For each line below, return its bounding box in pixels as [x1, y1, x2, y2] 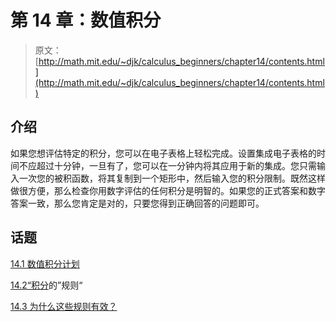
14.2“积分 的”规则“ [10, 279, 83, 291]
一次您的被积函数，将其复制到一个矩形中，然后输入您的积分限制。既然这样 [18, 172, 326, 184]
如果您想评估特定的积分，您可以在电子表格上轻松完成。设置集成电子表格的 [10, 147, 317, 159]
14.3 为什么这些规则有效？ [10, 300, 118, 312]
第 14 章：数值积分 [10, 9, 162, 32]
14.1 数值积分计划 [10, 257, 80, 270]
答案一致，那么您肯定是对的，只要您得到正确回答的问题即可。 [10, 197, 265, 209]
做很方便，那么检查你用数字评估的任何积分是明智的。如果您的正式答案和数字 [10, 184, 326, 196]
